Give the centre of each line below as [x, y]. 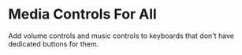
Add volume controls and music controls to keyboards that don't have [121, 36]
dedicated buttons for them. [54, 43]
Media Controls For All [83, 14]
